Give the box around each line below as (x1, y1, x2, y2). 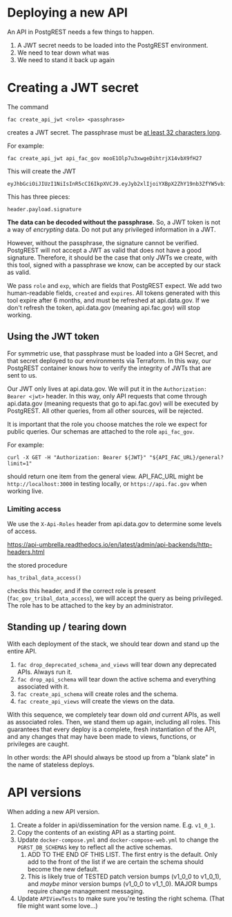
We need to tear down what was (17, 48, 109, 57)
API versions (7, 784, 81, 800)
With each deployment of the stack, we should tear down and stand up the (7, 639, 220, 648)
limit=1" (7, 460, 32, 467)
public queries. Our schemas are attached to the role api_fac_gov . (7, 427, 195, 436)
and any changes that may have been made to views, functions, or (7, 732, 197, 740)
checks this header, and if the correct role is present (7, 586, 157, 595)
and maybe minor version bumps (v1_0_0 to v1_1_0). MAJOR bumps (27, 879, 218, 888)
